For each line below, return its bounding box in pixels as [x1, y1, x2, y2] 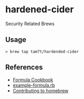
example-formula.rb [12, 82, 55, 88]
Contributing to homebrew [12, 87, 69, 93]
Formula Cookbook [12, 76, 53, 83]
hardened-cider [5, 4, 74, 15]
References [5, 63, 43, 72]
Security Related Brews [5, 21, 55, 27]
